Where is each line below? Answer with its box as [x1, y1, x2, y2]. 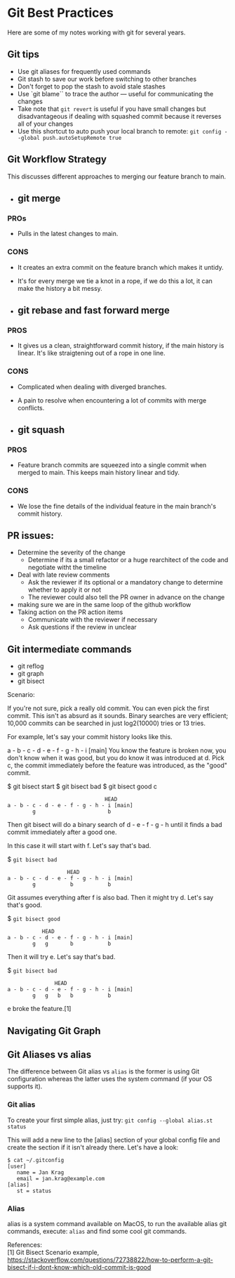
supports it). [7, 1082, 43, 1090]
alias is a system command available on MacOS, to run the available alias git [7, 1219, 227, 1227]
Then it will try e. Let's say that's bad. [7, 953, 116, 961]
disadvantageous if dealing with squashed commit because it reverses [17, 112, 222, 120]
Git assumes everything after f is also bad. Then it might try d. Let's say [7, 894, 214, 902]
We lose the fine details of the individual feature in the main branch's [17, 502, 216, 510]
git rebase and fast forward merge [17, 304, 170, 316]
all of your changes [17, 119, 74, 128]
